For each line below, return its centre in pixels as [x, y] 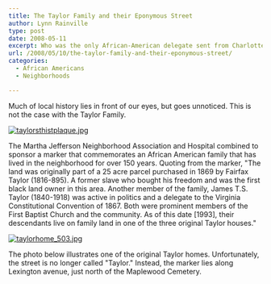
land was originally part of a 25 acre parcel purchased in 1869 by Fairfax [128, 171]
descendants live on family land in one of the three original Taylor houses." [132, 223]
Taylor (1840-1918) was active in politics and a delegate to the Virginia [125, 197]
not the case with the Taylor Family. [67, 115]
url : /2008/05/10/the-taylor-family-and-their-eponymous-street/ [120, 53]
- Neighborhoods [43, 76]
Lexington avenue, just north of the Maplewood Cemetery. [105, 271]
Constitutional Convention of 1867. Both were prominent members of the [128, 206]
